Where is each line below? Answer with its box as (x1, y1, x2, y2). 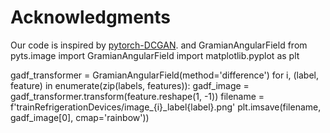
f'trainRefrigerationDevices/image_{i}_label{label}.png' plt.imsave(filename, (10, 101, 322, 113)
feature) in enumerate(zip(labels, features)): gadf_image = (10, 79, 250, 91)
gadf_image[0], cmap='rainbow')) (10, 111, 150, 123)
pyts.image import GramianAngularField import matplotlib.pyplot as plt (10, 49, 300, 61)
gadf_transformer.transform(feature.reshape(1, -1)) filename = (10, 90, 265, 102)
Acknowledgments (10, 6, 172, 29)
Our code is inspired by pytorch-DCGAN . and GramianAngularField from (10, 39, 308, 51)
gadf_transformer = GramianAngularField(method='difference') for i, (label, (10, 69, 319, 81)
